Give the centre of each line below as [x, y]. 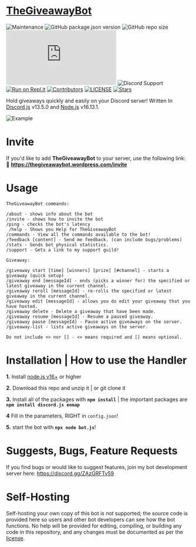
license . [16, 538]
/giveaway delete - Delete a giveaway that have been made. [81, 311]
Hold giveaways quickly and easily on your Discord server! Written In [89, 100]
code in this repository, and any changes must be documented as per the [94, 532]
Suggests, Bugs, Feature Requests [92, 451]
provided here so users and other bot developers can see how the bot [91, 519]
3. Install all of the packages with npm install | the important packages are [97, 399]
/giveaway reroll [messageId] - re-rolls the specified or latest [89, 291]
